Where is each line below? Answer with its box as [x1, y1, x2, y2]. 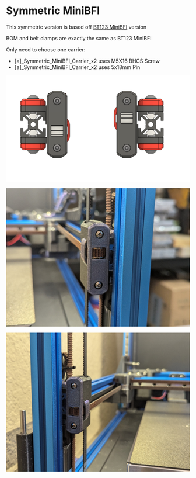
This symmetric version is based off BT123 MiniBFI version [6, 23, 147, 30]
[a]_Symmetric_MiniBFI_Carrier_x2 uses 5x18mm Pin [14, 63, 141, 71]
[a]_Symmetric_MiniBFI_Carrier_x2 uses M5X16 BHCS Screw [14, 57, 160, 64]
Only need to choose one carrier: [6, 46, 86, 53]
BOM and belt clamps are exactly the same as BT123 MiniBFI [6, 34, 152, 41]
